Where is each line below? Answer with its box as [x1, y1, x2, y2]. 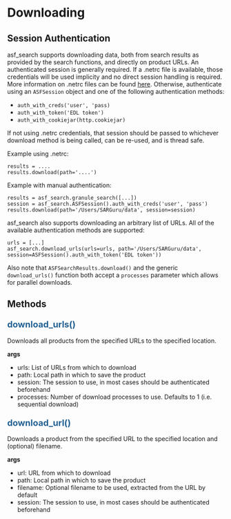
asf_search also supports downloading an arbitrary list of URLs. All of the [7, 219, 215, 227]
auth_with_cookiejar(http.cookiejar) [17, 117, 126, 124]
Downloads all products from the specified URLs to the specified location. [7, 337, 217, 345]
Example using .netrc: [7, 150, 69, 158]
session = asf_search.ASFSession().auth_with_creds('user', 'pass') [7, 200, 208, 207]
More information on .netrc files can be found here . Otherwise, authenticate [7, 80, 222, 88]
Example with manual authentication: [7, 181, 112, 189]
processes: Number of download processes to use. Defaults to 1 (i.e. [17, 393, 212, 401]
